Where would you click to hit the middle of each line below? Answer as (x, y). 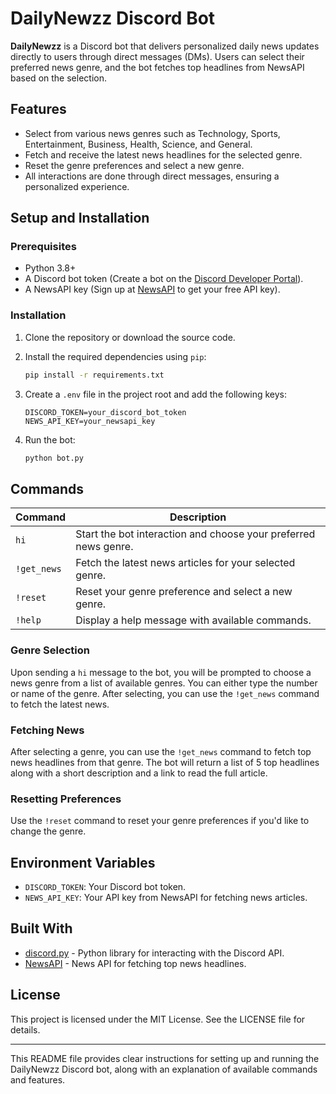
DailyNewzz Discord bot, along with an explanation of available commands (164, 1069)
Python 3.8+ (50, 268)
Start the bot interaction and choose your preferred (195, 534)
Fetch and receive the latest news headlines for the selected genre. (163, 154)
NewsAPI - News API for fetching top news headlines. (135, 963)
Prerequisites (43, 247)
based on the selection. (58, 78)
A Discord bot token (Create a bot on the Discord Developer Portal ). (164, 279)
